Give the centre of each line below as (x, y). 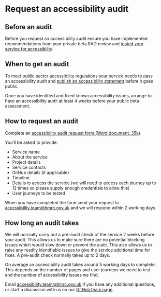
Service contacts (29, 167)
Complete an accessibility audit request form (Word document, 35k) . (73, 133)
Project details (26, 162)
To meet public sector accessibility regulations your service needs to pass (79, 76)
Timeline (21, 177)
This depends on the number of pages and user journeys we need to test (78, 270)
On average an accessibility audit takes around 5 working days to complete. (80, 265)
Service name (26, 152)
